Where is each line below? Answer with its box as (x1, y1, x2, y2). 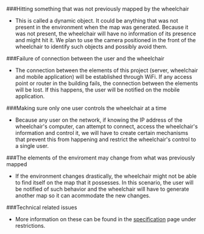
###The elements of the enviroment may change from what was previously (6, 154, 195, 161)
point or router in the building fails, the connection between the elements (15, 79, 199, 87)
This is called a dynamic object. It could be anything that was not (15, 17, 178, 24)
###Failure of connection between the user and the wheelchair (6, 55, 164, 62)
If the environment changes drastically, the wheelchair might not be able (15, 172, 197, 180)
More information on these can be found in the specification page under (15, 216, 197, 222)
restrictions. (15, 222, 46, 229)
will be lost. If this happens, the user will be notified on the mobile (15, 86, 180, 93)
